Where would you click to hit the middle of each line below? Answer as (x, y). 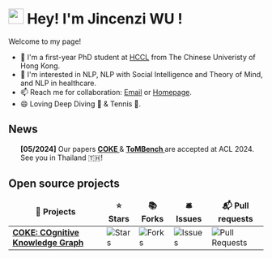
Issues (189, 218)
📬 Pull (236, 205)
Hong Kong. (40, 66)
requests (236, 218)
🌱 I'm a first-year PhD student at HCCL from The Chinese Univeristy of (138, 57)
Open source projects (64, 184)
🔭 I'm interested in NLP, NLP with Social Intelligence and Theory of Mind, (141, 74)
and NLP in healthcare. (58, 83)
